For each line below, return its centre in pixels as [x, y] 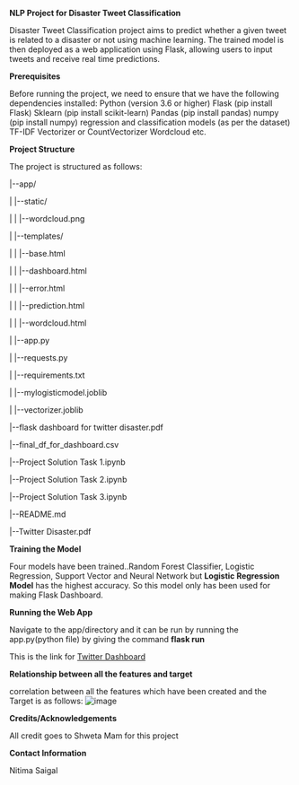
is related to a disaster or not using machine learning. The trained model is [147, 40]
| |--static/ [28, 201]
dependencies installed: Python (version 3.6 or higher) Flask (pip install [141, 103]
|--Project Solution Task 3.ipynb [68, 497]
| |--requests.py [39, 358]
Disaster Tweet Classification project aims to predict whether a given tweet [148, 30]
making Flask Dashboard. [56, 595]
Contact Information [48, 753]
